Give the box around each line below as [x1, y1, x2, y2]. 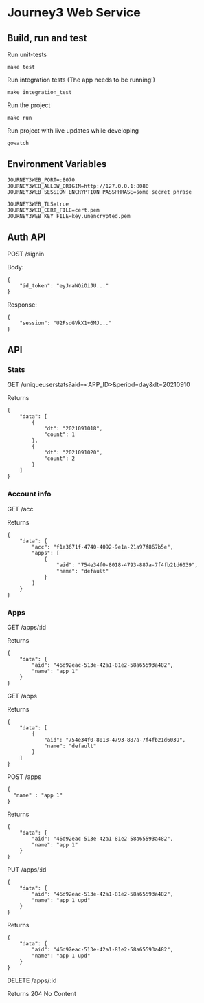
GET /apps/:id [7, 623, 47, 631]
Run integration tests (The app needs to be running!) [7, 76, 156, 84]
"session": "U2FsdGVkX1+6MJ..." [19, 320, 112, 327]
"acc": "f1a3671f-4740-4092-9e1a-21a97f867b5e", [32, 543, 174, 551]
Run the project [7, 101, 51, 109]
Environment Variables [7, 158, 107, 170]
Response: [7, 300, 38, 309]
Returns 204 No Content [7, 989, 77, 998]
